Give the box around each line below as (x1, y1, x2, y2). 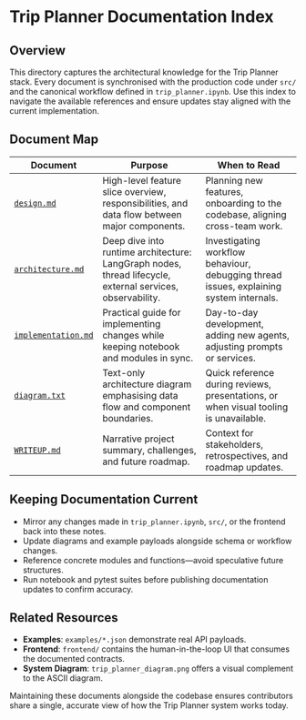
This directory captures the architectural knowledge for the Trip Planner (9, 66, 280, 77)
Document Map (9, 132, 98, 147)
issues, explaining (205, 279, 282, 292)
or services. (205, 351, 257, 364)
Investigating (205, 234, 261, 247)
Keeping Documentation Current (9, 492, 199, 507)
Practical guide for (102, 306, 181, 319)
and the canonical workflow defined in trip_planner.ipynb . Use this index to (9, 86, 296, 96)
